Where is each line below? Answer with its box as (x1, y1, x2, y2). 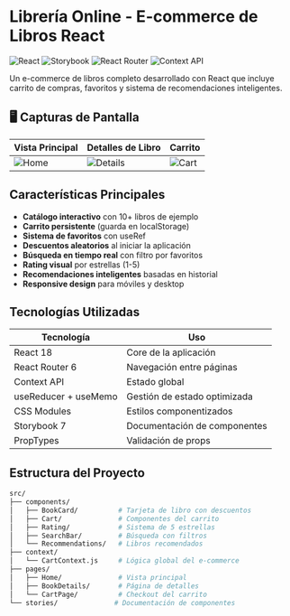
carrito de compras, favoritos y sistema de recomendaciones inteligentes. (9, 82, 283, 93)
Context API (14, 376, 65, 388)
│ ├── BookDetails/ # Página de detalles (9, 581, 200, 591)
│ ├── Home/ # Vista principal (9, 573, 187, 582)
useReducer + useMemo (14, 390, 118, 403)
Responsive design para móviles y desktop (22, 278, 185, 289)
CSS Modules (14, 405, 72, 417)
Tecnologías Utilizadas (9, 304, 140, 320)
